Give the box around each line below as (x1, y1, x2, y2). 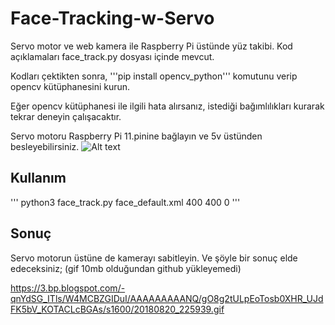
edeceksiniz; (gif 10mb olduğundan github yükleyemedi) (10, 262, 242, 274)
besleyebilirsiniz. (10, 140, 80, 152)
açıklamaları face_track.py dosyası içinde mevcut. (10, 50, 215, 62)
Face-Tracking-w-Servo (10, 7, 215, 30)
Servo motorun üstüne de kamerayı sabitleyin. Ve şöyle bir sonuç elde (10, 252, 298, 264)
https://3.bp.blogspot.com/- (10, 282, 126, 294)
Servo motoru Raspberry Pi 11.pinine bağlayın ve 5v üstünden (10, 130, 263, 142)
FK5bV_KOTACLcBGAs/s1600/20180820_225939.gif (10, 303, 225, 315)
